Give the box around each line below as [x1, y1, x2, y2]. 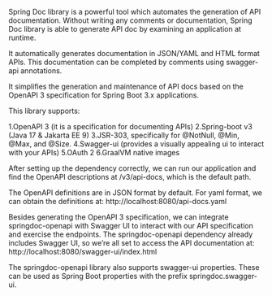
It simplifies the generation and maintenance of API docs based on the [8, 81, 244, 91]
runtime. [8, 33, 37, 42]
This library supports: [8, 106, 80, 115]
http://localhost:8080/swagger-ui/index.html [8, 247, 158, 256]
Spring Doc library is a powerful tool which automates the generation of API [8, 7, 261, 16]
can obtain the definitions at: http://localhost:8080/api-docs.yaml [8, 197, 227, 206]
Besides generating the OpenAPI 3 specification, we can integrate [8, 212, 229, 222]
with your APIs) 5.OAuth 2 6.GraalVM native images [8, 148, 180, 157]
